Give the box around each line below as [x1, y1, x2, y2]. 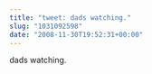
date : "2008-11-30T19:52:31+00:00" [9, 30, 144, 39]
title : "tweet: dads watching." [9, 13, 131, 23]
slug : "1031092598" [9, 22, 83, 31]
